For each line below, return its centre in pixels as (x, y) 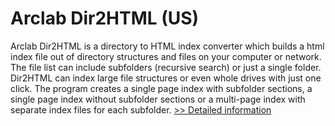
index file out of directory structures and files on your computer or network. (166, 56)
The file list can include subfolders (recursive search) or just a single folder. (166, 67)
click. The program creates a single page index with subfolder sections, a (161, 88)
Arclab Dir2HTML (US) (105, 18)
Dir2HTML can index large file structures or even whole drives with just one (166, 78)
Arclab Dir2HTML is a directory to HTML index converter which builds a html (167, 46)
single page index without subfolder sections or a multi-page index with (158, 99)
